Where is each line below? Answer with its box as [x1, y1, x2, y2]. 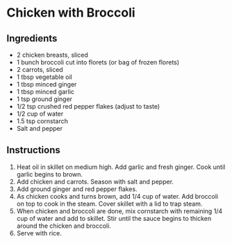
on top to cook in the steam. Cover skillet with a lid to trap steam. [16, 199, 203, 208]
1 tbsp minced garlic [16, 88, 74, 96]
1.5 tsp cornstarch [16, 117, 69, 125]
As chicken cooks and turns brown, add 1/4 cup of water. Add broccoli [16, 192, 219, 200]
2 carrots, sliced [16, 66, 63, 73]
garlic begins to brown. [16, 170, 83, 178]
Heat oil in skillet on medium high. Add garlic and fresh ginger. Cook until [16, 163, 226, 171]
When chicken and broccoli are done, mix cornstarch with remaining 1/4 [16, 206, 223, 215]
